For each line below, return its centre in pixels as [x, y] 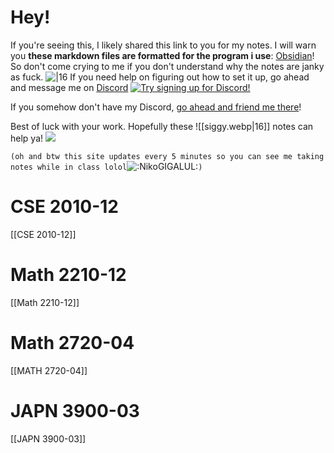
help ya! [27, 138]
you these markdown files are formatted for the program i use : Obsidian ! [162, 55]
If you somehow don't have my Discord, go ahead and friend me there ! [156, 107]
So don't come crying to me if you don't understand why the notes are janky [167, 66]
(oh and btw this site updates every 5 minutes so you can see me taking [167, 156]
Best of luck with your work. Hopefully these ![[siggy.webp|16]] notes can [162, 126]
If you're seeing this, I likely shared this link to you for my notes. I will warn [163, 45]
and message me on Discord [69, 87]
